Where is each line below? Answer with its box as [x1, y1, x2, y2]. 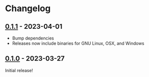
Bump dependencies [12, 35, 54, 41]
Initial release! [5, 67, 33, 73]
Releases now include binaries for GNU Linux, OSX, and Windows [12, 40, 145, 46]
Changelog [5, 3, 51, 14]
